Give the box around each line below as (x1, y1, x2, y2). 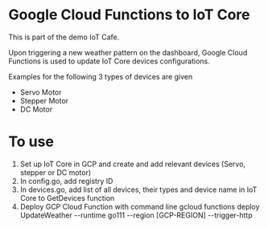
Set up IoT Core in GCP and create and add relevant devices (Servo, (19, 159, 246, 169)
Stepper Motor (19, 96, 69, 105)
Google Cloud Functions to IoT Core (8, 6, 250, 24)
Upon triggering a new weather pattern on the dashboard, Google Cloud (8, 47, 248, 57)
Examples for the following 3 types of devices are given (8, 71, 193, 81)
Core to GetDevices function (19, 193, 115, 202)
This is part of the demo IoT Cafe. (8, 32, 120, 42)
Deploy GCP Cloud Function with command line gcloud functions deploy (19, 202, 260, 211)
